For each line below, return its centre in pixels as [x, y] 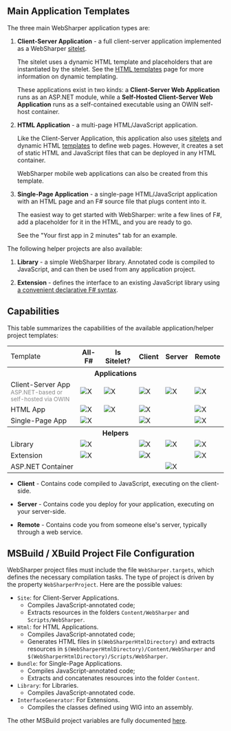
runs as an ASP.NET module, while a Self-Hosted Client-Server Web [115, 97]
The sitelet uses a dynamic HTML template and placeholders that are [115, 62]
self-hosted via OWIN [40, 399]
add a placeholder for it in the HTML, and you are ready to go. [104, 222]
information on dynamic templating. [67, 76]
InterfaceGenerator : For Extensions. [68, 700]
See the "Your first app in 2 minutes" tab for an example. [97, 235]
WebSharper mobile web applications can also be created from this [112, 173]
